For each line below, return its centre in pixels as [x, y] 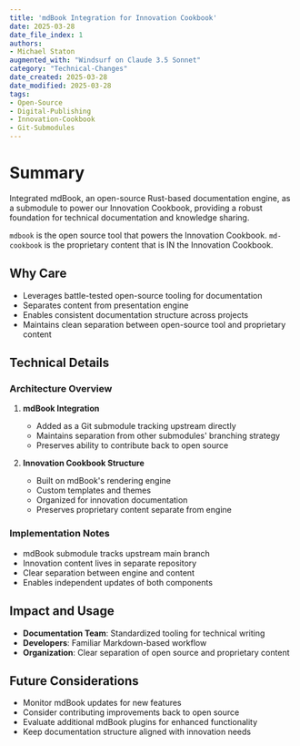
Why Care [38, 274]
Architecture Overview [61, 389]
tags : [20, 94]
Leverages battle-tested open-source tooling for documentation [142, 295]
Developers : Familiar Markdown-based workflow [115, 642]
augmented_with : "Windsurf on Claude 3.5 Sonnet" [105, 60]
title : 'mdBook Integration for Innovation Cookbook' [114, 18]
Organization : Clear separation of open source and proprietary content [156, 652]
